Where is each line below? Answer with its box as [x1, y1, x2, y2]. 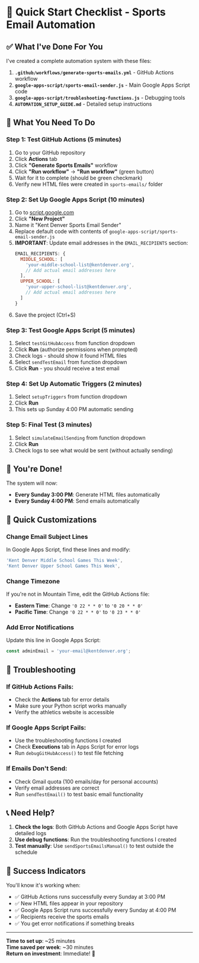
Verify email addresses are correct [14, 784, 99, 791]
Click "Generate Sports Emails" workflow [14, 162, 118, 169]
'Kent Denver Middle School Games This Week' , [6, 558, 123, 564]
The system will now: [6, 479, 58, 487]
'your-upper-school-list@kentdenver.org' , [25, 284, 132, 290]
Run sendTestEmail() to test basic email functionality [14, 790, 143, 798]
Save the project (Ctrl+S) [14, 311, 76, 318]
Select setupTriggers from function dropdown [14, 393, 127, 400]
